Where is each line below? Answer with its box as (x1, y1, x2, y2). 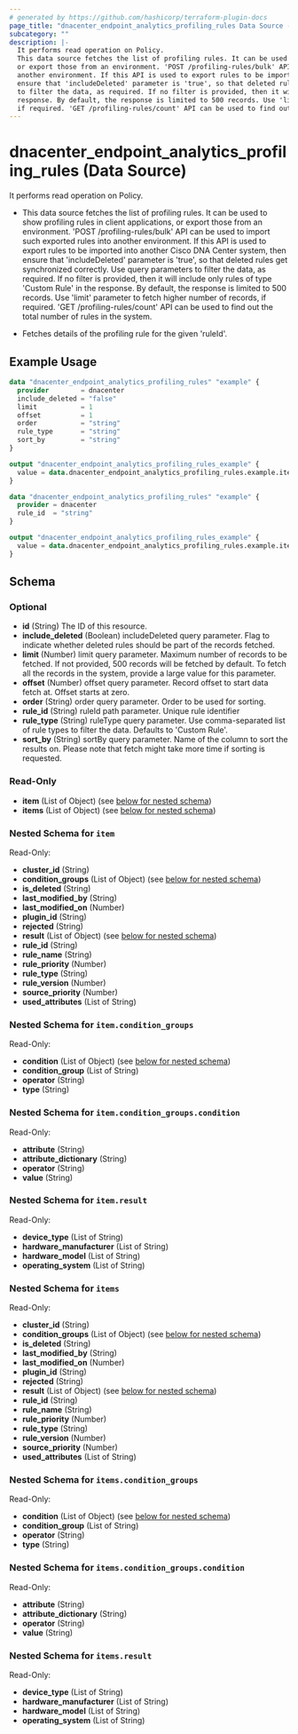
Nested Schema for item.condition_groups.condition (9, 1106, 240, 1119)
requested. (21, 753, 62, 764)
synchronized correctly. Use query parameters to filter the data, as (21, 264, 266, 275)
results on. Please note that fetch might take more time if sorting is (21, 743, 266, 755)
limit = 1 (17, 402, 93, 411)
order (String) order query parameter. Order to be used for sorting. (21, 696, 266, 707)
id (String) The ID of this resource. (21, 621, 148, 631)
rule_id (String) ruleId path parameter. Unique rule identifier (21, 706, 240, 717)
